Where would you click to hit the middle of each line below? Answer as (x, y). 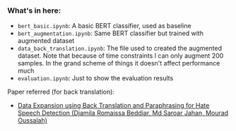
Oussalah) (33, 120)
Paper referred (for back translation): (61, 92)
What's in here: (34, 11)
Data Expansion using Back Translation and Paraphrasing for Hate (113, 106)
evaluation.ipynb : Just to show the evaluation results (95, 78)
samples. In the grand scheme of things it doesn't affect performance (119, 63)
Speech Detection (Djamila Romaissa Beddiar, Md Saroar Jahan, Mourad (123, 113)
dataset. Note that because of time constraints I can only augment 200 (120, 56)
